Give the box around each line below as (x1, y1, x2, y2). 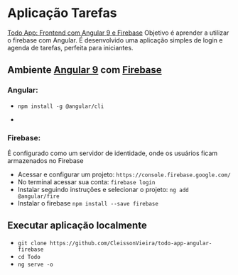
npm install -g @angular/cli (17, 103, 104, 110)
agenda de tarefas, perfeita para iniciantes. (7, 43, 134, 52)
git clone (17, 240, 48, 247)
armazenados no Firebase (7, 156, 84, 164)
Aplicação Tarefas (7, 5, 117, 21)
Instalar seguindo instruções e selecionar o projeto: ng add (17, 185, 190, 193)
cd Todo (17, 253, 40, 260)
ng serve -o (17, 261, 53, 268)
